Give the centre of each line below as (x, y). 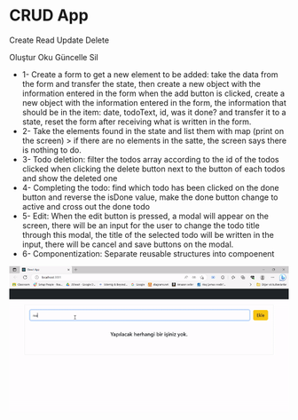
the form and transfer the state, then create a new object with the (141, 83)
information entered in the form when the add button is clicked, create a (153, 93)
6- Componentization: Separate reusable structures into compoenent (148, 253)
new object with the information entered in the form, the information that (154, 102)
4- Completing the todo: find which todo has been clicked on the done (150, 187)
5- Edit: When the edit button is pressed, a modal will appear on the (145, 216)
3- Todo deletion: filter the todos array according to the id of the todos (150, 159)
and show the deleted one (70, 178)
